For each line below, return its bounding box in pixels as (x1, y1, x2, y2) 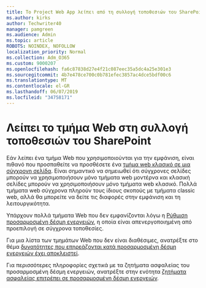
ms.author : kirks (6, 15, 51, 21)
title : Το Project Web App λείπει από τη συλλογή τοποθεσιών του (6, 9, 177, 15)
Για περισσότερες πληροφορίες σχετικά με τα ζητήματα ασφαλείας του (6, 261, 190, 268)
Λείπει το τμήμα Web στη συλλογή (6, 121, 189, 135)
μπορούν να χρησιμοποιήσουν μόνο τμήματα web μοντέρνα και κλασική (6, 173, 190, 181)
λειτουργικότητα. (6, 200, 51, 207)
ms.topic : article (6, 37, 53, 44)
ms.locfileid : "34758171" (6, 94, 72, 100)
